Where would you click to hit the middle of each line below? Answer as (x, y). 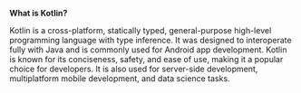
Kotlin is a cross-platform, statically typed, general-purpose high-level (141, 30)
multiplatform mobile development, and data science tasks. (120, 79)
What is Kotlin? (39, 13)
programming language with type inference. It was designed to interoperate (150, 40)
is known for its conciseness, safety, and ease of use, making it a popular (146, 59)
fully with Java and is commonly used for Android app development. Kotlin (148, 50)
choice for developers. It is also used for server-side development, (134, 69)
